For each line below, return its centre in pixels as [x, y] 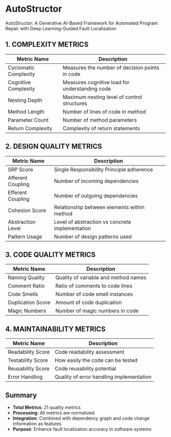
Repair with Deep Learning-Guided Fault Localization [61, 28]
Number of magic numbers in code [97, 311]
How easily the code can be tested [96, 360]
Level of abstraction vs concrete [93, 222]
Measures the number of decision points [111, 67]
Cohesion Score [27, 210]
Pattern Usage [25, 237]
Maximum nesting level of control [103, 97]
